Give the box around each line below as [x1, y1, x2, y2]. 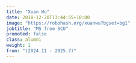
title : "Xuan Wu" [6, 8, 50, 15]
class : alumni [6, 37, 42, 43]
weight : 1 [6, 43, 31, 49]
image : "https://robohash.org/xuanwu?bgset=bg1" [6, 20, 131, 26]
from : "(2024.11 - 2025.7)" [6, 48, 77, 54]
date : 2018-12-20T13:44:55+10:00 [6, 14, 90, 20]
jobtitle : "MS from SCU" [6, 25, 69, 32]
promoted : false [6, 31, 47, 37]
